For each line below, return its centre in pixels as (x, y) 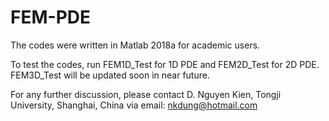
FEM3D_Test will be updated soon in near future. (110, 75)
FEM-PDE (50, 17)
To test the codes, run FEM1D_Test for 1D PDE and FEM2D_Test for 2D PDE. (165, 64)
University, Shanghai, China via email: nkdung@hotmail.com (134, 105)
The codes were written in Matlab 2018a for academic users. (135, 45)
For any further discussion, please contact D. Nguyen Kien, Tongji (146, 94)
